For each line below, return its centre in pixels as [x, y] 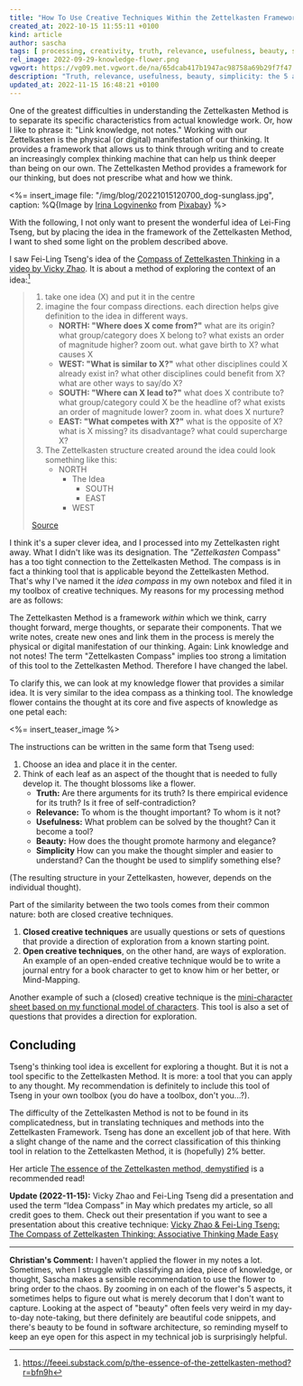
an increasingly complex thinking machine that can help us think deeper [143, 158]
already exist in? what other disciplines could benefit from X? [172, 374]
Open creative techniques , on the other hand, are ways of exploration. [154, 951]
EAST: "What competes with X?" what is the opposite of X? [170, 421]
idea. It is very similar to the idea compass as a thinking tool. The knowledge [151, 693]
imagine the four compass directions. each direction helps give [162, 307]
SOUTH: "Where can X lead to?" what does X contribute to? [171, 393]
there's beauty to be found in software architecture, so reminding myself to [149, 1327]
